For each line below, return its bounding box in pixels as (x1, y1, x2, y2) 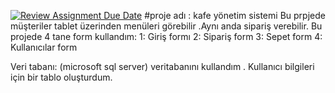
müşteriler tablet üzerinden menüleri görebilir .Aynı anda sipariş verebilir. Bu (10, 20, 323, 32)
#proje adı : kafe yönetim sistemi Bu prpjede (144, 10, 326, 21)
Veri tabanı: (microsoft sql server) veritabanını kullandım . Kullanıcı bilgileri (10, 61, 315, 72)
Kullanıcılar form (10, 41, 78, 53)
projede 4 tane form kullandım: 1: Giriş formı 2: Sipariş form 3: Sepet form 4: (10, 31, 323, 42)
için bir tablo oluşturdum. (10, 71, 113, 83)
